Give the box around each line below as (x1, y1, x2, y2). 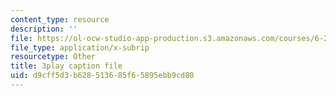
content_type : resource (10, 14, 110, 25)
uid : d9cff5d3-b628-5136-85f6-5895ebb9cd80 (10, 71, 195, 81)
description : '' (10, 24, 78, 34)
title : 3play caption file (10, 61, 123, 71)
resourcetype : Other (10, 52, 97, 62)
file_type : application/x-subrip (10, 42, 150, 53)
